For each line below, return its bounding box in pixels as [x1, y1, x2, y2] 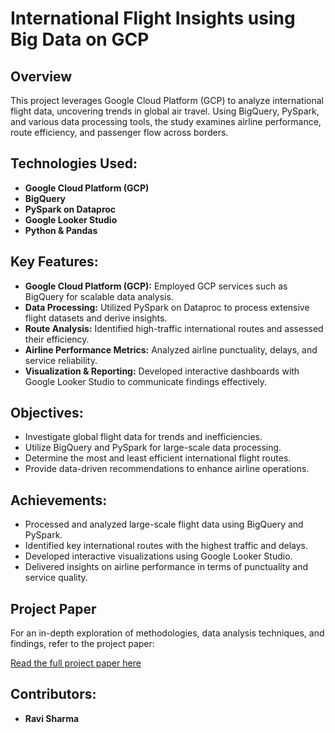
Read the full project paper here [10, 657, 142, 669]
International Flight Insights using [10, 7, 296, 30]
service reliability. [24, 354, 98, 366]
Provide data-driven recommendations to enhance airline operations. [24, 463, 310, 475]
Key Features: [10, 253, 99, 271]
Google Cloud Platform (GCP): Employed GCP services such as [24, 280, 288, 292]
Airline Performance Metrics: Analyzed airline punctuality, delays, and [24, 343, 318, 356]
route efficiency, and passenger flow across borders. [10, 127, 229, 138]
